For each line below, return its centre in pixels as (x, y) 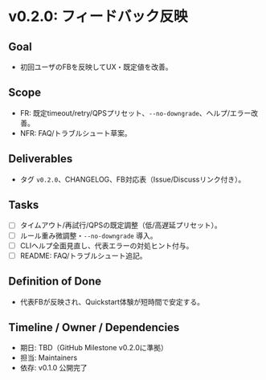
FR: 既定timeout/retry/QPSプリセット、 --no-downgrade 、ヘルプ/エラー (135, 112)
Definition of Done (55, 282)
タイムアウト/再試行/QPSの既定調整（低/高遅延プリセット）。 (121, 225)
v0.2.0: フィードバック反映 (98, 16)
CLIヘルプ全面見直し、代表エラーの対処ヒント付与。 (106, 245)
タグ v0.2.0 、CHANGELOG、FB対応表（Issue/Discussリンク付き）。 (133, 179)
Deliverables (41, 159)
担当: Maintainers (49, 358)
